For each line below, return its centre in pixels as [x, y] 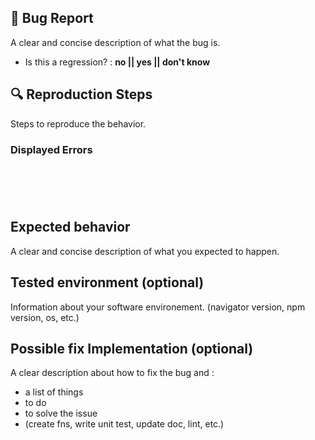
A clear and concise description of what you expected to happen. [145, 251]
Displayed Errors [51, 149]
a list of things [54, 392]
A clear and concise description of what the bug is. [115, 42]
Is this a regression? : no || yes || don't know [117, 62]
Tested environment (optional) [107, 282]
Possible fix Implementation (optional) [132, 348]
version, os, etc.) [45, 317]
